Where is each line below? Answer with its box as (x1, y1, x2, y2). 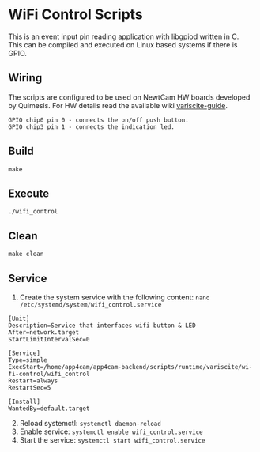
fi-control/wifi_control (8, 370, 90, 378)
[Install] (8, 397, 41, 405)
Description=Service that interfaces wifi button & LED (8, 322, 196, 330)
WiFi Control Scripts (8, 6, 144, 24)
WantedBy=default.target (8, 405, 90, 412)
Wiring (8, 71, 43, 85)
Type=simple (8, 356, 47, 364)
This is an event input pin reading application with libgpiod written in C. (8, 32, 239, 41)
